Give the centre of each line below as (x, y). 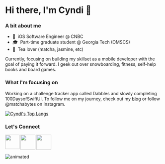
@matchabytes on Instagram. (35, 104)
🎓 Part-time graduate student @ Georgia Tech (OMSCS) (71, 42)
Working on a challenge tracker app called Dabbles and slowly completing (81, 93)
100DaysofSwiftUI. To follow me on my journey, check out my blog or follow (82, 99)
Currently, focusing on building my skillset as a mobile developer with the (80, 59)
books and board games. (31, 70)
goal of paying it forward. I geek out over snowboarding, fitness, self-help (81, 64)
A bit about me (23, 26)
